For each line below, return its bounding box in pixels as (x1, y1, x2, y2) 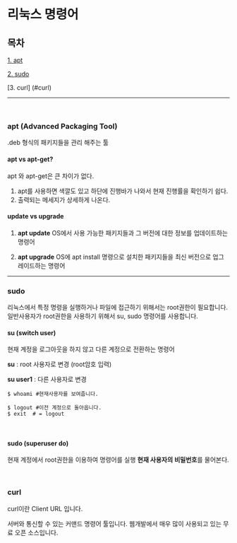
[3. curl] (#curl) (7, 83, 51, 92)
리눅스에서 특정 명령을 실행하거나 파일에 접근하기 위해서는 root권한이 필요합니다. (7, 303, 228, 311)
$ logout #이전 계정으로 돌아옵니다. (7, 404, 102, 411)
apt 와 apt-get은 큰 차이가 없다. (7, 171, 95, 180)
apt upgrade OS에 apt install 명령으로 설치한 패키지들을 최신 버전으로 (17, 252, 212, 261)
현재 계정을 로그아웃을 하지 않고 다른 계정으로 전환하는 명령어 (7, 345, 175, 354)
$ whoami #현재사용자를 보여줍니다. (7, 390, 99, 398)
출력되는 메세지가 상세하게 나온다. (17, 195, 111, 204)
